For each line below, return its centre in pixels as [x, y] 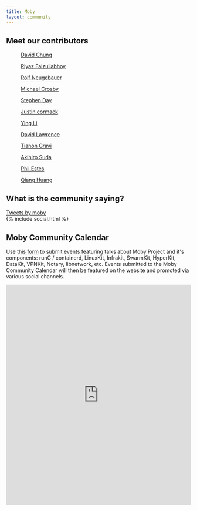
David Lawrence [40, 135]
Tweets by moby [26, 213]
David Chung [37, 55]
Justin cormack [40, 112]
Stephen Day [36, 100]
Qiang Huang [37, 180]
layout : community [28, 17]
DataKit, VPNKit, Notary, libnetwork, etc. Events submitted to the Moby [91, 264]
